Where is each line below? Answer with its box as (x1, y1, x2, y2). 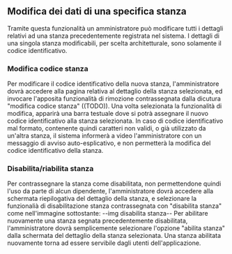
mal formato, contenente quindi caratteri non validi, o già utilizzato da (7, 124, 206, 133)
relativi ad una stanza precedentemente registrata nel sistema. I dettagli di (7, 31, 219, 40)
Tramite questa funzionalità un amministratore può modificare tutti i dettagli (7, 24, 224, 32)
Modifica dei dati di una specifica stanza (7, 6, 187, 17)
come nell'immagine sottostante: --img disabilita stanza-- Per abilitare (7, 209, 208, 218)
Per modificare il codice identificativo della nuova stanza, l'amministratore (7, 80, 219, 88)
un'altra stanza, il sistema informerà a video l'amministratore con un (7, 132, 202, 140)
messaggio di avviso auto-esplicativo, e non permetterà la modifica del (7, 139, 211, 147)
